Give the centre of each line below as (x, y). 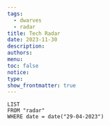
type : (15, 79)
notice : (18, 72)
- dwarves (28, 20)
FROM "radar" (26, 111)
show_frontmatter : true (42, 85)
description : (26, 46)
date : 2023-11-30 (32, 40)
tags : (15, 14)
